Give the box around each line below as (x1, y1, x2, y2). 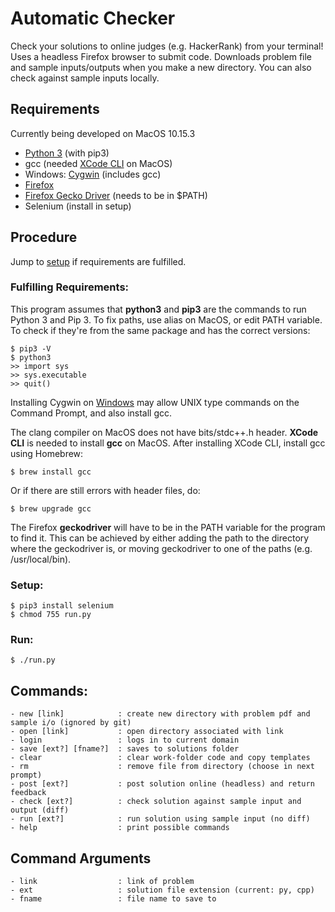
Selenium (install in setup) (24, 200, 132, 212)
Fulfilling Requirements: (10, 280, 130, 294)
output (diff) (10, 805, 70, 816)
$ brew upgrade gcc (10, 503, 92, 514)
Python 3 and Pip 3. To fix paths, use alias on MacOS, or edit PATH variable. (10, 313, 323, 326)
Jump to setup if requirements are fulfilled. (10, 255, 187, 267)
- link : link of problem (10, 877, 195, 887)
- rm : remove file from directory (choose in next (10, 762, 315, 772)
